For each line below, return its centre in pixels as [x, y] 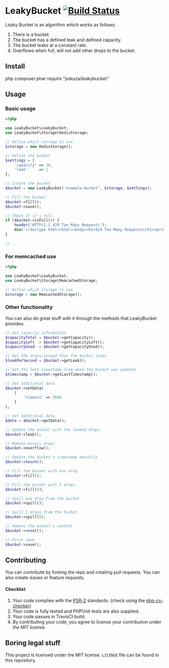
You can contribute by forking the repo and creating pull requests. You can [82, 572]
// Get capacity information [36, 333]
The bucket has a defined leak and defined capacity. [67, 40]
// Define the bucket [28, 156]
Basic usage [21, 109]
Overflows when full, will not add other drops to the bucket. [74, 50]
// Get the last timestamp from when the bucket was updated [71, 370]
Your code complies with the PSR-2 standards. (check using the [79, 600]
